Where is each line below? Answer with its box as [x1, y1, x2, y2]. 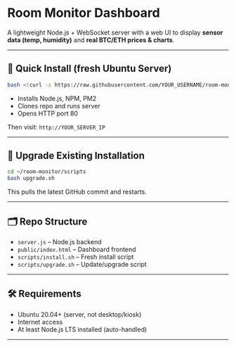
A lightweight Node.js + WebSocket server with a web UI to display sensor [7, 28, 223, 37]
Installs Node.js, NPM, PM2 [17, 94, 97, 103]
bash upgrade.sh [7, 175, 55, 182]
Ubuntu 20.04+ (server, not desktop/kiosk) [17, 310, 142, 318]
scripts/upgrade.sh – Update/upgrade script [17, 260, 147, 268]
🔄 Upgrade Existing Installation [7, 150, 145, 162]
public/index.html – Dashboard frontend [17, 245, 136, 253]
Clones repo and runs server [17, 101, 100, 110]
